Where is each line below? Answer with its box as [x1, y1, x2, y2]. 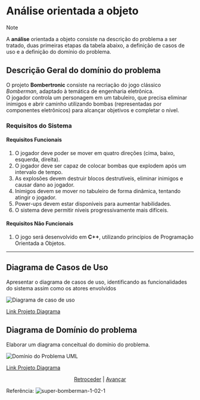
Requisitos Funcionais [6, 136, 62, 144]
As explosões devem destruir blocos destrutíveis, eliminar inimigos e [14, 175, 183, 182]
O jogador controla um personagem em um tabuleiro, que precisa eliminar [6, 94, 187, 101]
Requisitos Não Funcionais [6, 220, 74, 227]
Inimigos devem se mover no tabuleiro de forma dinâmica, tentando [14, 187, 181, 194]
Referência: [6, 387, 35, 394]
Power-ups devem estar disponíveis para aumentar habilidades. [14, 200, 171, 207]
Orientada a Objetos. [14, 240, 66, 247]
